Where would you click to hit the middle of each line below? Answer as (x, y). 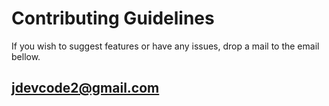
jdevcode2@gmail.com (85, 88)
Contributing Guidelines (113, 18)
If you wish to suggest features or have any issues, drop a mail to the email (165, 46)
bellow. (26, 56)
